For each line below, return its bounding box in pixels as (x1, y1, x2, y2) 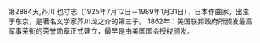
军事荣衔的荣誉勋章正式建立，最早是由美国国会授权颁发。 (8, 27, 194, 35)
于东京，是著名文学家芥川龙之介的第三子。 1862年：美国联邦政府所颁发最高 (8, 16, 253, 26)
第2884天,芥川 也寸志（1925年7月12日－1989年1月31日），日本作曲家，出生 (8, 7, 250, 16)
